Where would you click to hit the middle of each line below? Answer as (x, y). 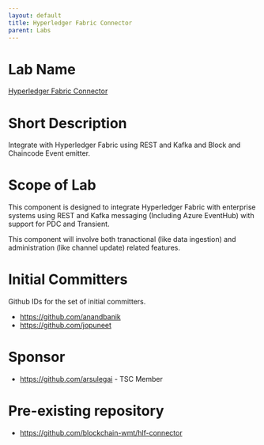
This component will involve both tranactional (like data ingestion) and (122, 239)
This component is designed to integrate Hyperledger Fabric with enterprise (132, 207)
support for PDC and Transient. (59, 224)
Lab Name (42, 69)
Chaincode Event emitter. (49, 153)
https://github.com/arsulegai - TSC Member (91, 379)
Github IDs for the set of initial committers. (77, 302)
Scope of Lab (52, 185)
